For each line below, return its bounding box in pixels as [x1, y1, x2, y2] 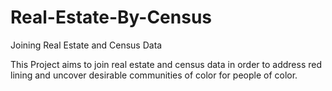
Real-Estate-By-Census [10, 6, 213, 29]
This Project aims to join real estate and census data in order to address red [10, 58, 323, 70]
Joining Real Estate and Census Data [10, 39, 163, 51]
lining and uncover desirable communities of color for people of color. [10, 69, 298, 81]
